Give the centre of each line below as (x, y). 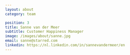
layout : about (19, 9)
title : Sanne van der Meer (32, 27)
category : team (20, 14)
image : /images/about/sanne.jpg (38, 36)
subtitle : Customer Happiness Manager (44, 32)
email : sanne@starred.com (31, 41)
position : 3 (17, 23)
